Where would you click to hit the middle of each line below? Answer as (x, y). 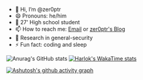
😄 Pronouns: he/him (41, 16)
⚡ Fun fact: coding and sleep (51, 45)
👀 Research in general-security (54, 38)
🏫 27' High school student (47, 22)
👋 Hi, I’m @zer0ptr (38, 9)
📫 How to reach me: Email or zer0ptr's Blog (70, 29)
